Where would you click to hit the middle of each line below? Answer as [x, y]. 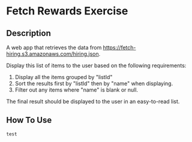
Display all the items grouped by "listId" [64, 77]
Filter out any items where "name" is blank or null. [76, 90]
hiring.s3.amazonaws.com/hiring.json [52, 54]
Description [28, 33]
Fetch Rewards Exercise [67, 11]
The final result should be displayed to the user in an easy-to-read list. [93, 101]
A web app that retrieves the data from [54, 47]
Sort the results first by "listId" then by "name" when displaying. [94, 83]
